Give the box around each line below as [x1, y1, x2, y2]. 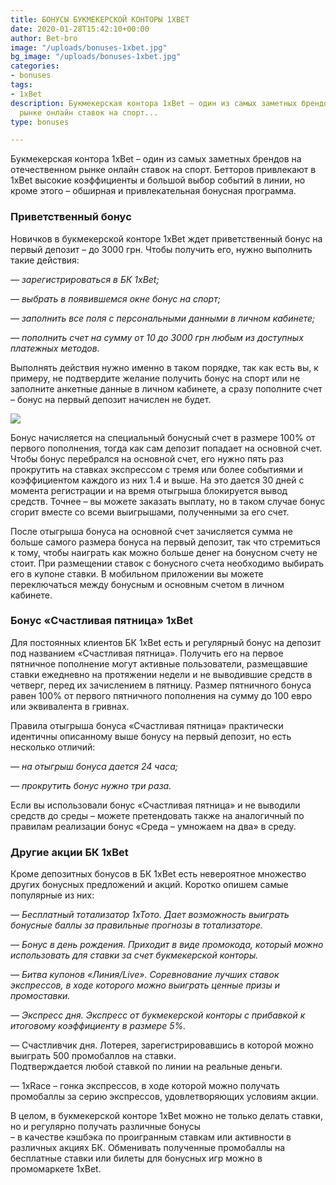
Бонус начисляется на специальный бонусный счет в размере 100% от [10, 431, 316, 443]
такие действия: [10, 254, 80, 266]
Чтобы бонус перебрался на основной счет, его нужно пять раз [10, 452, 284, 465]
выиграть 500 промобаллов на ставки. [10, 1050, 177, 1062]
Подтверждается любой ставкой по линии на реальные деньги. [10, 1061, 283, 1073]
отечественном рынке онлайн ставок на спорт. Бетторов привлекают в [10, 164, 317, 176]
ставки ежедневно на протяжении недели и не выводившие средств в [10, 668, 313, 680]
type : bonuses [10, 117, 70, 127]
